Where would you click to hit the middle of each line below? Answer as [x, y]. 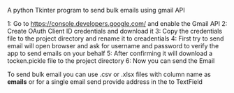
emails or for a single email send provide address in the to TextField [105, 82]
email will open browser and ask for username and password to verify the [113, 46]
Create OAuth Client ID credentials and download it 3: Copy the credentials [115, 31]
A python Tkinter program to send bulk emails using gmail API [96, 10]
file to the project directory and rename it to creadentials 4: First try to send [116, 38]
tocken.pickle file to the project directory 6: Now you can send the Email [111, 61]
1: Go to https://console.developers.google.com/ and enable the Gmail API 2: [117, 23]
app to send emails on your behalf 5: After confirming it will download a [110, 53]
